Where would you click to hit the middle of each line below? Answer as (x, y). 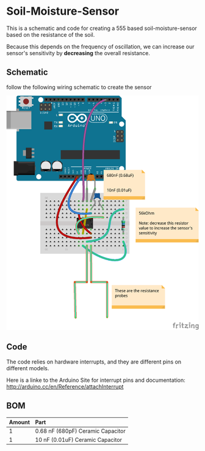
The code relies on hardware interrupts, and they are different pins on (94, 362)
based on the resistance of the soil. (51, 34)
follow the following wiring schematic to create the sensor (79, 87)
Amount (20, 422)
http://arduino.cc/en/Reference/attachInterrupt (65, 386)
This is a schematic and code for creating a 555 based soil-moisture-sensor (102, 28)
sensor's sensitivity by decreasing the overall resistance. (78, 53)
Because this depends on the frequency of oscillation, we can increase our (100, 47)
